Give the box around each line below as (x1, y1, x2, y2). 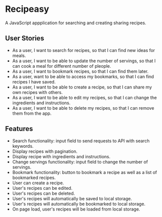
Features (5, 125, 33, 133)
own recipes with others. (12, 89, 63, 95)
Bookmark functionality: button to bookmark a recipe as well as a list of (12, 169, 157, 175)
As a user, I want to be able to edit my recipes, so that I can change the (12, 94, 157, 100)
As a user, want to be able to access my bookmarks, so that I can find (12, 73, 154, 80)
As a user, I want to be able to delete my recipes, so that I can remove (12, 105, 155, 111)
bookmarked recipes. (12, 174, 56, 180)
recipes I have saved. (12, 79, 56, 85)
